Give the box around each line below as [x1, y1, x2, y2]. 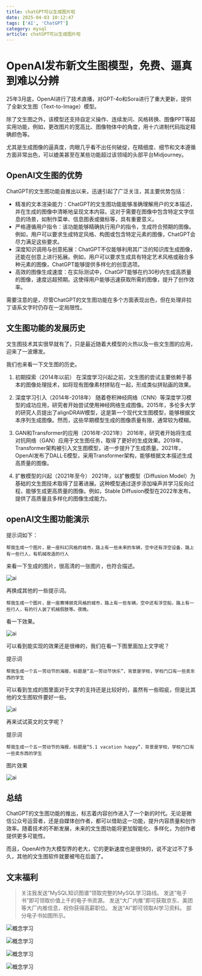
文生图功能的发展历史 [6, 323, 85, 334]
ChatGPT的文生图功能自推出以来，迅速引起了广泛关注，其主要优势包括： [6, 188, 187, 195]
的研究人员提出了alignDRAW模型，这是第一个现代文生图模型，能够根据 [14, 408, 191, 416]
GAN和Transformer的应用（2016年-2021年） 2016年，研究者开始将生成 [14, 429, 192, 436]
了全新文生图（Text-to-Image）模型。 [6, 103, 100, 110]
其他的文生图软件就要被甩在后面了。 [16, 853, 106, 860]
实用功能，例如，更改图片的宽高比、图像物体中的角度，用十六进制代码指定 [6, 123, 191, 130]
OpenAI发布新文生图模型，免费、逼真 [6, 59, 192, 73]
